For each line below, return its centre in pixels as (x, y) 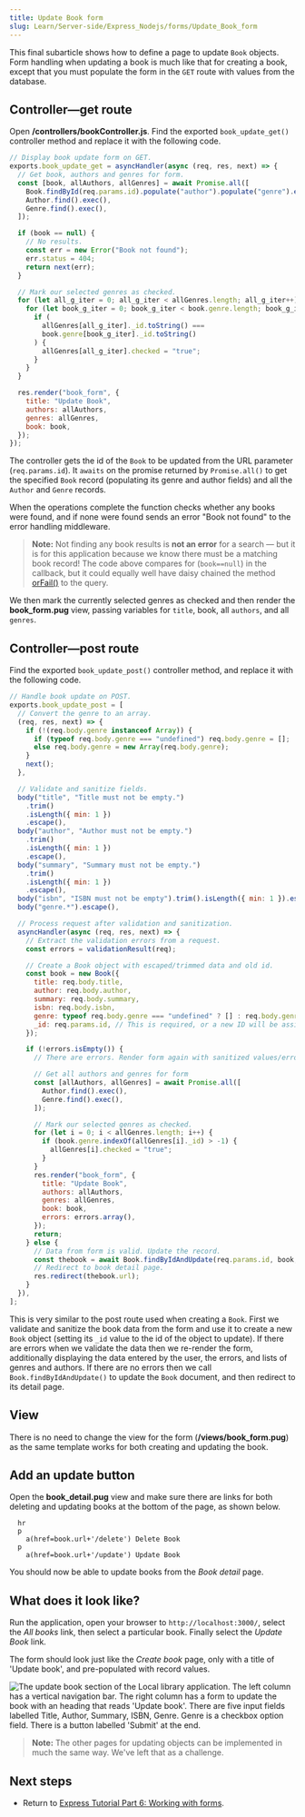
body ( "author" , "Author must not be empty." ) (105, 831)
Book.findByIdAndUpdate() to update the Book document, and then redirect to (152, 1376)
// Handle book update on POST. (70, 697)
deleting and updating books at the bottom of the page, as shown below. (145, 1507)
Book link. (28, 1642)
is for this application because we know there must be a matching (155, 554)
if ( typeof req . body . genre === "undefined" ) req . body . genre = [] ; (162, 739)
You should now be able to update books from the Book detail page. (137, 1572)
